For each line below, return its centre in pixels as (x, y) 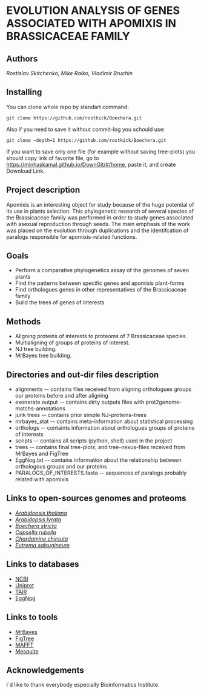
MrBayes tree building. (43, 356)
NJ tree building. (36, 349)
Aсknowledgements (45, 670)
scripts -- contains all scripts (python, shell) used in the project (94, 441)
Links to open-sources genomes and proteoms (96, 499)
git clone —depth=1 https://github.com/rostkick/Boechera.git (86, 140)
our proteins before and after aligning (62, 396)
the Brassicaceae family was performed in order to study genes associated (100, 217)
